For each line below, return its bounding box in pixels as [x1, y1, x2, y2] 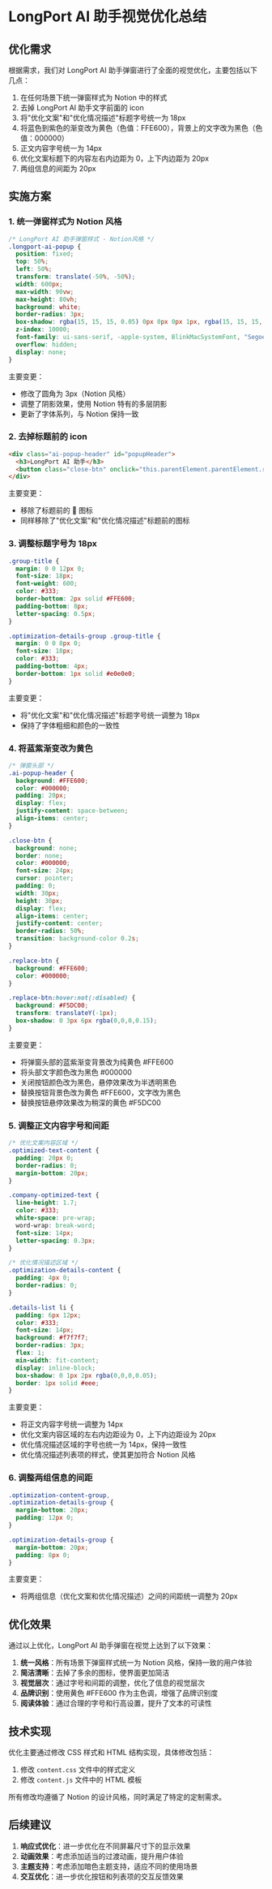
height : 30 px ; [15, 897, 63, 905]
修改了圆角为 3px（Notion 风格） [19, 389, 130, 398]
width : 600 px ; [15, 280, 63, 288]
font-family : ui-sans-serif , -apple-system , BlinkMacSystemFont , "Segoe [15, 333, 266, 342]
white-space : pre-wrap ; [15, 1214, 96, 1222]
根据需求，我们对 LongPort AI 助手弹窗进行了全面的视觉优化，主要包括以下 [8, 66, 257, 75]
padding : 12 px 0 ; [15, 1514, 74, 1522]
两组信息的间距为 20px [19, 164, 97, 173]
